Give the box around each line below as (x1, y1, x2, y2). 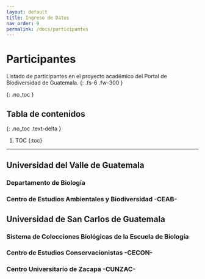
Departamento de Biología (6, 179, 85, 187)
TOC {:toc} (15, 137, 43, 144)
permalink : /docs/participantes (6, 26, 88, 32)
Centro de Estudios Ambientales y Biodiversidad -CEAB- (6, 195, 178, 204)
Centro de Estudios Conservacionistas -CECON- (6, 248, 153, 257)
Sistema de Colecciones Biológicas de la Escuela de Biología (6, 232, 189, 240)
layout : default (6, 9, 48, 15)
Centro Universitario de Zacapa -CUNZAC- (6, 265, 136, 273)
